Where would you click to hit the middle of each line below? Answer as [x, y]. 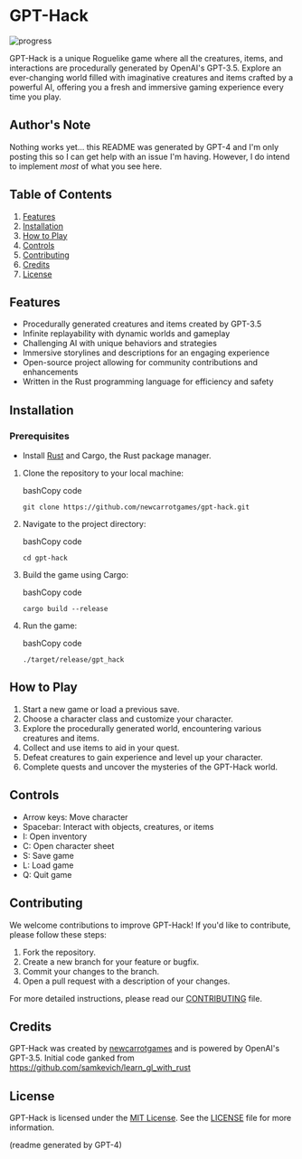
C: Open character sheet [68, 845]
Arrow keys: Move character [75, 817]
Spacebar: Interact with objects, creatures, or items [118, 826]
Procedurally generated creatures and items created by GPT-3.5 [142, 324]
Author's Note [50, 125]
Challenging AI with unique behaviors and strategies [119, 344]
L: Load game [48, 865]
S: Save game [48, 855]
